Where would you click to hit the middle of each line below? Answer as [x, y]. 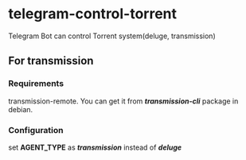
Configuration [36, 130]
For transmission [51, 61]
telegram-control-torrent [93, 14]
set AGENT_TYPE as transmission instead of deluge [95, 147]
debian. [21, 109]
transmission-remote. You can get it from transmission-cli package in [123, 101]
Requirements [36, 84]
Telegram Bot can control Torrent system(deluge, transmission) [112, 36]
